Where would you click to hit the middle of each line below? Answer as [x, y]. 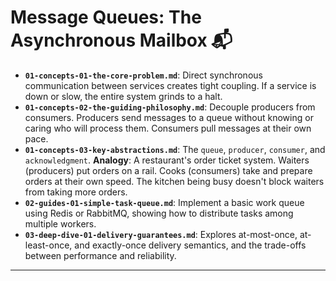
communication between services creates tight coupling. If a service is [170, 85]
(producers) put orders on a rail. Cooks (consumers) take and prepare [168, 170]
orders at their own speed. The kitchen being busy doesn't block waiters [174, 181]
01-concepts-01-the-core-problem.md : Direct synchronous [143, 75]
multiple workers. [60, 223]
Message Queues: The [106, 17]
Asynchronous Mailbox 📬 [121, 40]
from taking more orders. [76, 192]
